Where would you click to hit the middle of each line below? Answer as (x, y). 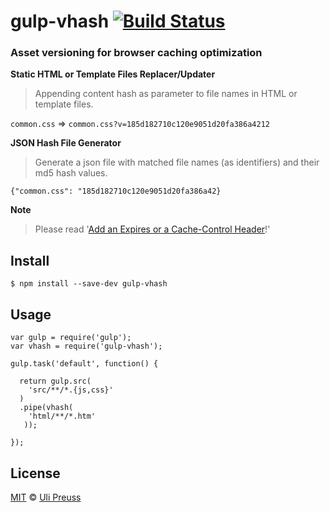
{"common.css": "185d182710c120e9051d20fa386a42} (116, 191)
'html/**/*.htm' (62, 416)
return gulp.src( (55, 381)
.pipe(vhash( (46, 408)
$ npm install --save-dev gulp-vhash (89, 284)
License (35, 473)
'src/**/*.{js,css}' (71, 390)
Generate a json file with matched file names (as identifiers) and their (177, 162)
